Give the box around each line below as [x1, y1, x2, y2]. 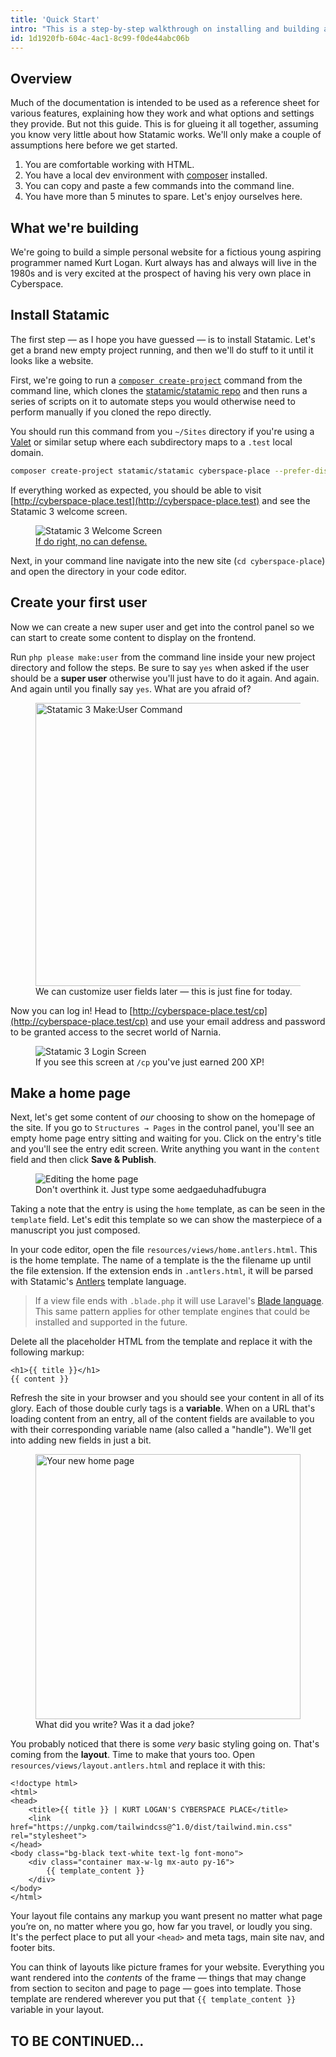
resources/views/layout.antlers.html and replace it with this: [10, 1759, 266, 1771]
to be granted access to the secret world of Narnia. [10, 1026, 222, 1038]
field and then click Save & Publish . [10, 1154, 157, 1166]
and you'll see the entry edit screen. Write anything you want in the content [10, 1143, 321, 1155]
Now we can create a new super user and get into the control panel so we [10, 621, 315, 633]
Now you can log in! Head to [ [10, 1004, 133, 1016]
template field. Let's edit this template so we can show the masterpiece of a [10, 1214, 323, 1226]
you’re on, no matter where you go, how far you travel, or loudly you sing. [10, 1921, 313, 1933]
